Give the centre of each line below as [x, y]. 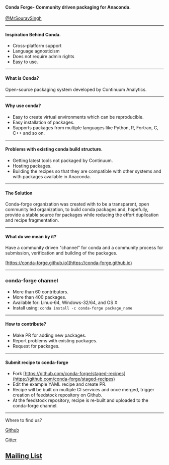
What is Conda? [22, 78]
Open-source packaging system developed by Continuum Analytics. [76, 89]
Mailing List [24, 456]
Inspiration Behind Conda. [33, 34]
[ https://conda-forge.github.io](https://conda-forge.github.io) [69, 263]
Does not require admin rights [43, 57]
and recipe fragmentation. [32, 220]
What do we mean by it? [31, 236]
